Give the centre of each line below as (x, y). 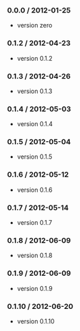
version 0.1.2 (35, 58)
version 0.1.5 (35, 157)
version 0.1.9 (35, 288)
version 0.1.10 (36, 321)
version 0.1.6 (35, 190)
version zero (35, 26)
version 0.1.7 (35, 223)
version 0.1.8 (35, 255)
